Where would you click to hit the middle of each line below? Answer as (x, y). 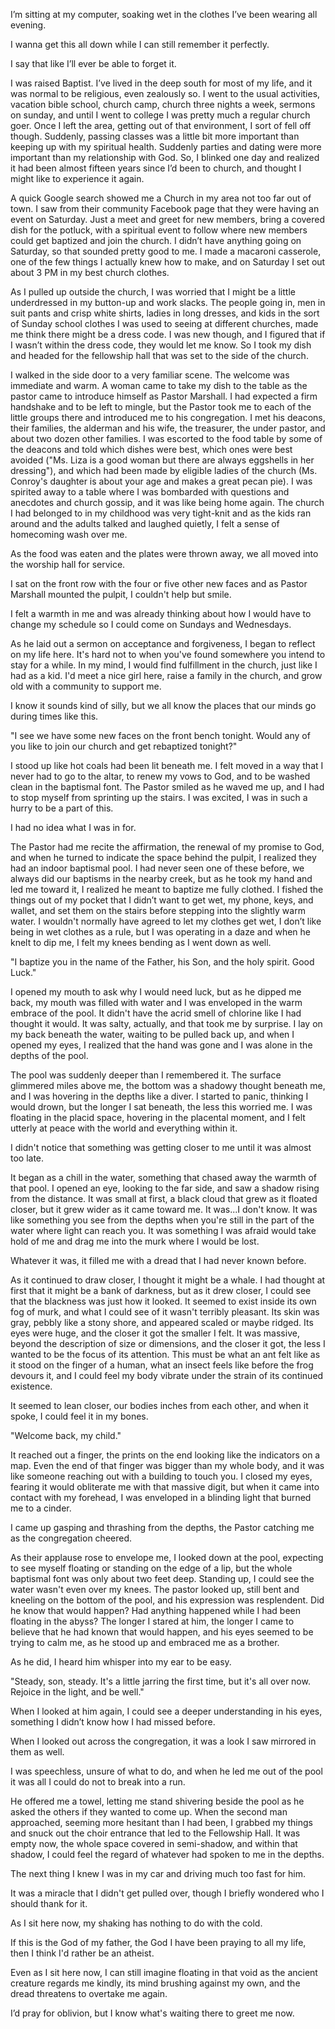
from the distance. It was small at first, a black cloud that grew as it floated (164, 1198)
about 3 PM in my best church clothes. (90, 272)
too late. (27, 1158)
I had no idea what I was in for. (73, 827)
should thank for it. (49, 1903)
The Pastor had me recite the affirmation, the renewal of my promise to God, (167, 847)
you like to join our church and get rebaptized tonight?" (124, 746)
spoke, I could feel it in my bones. (79, 1416)
